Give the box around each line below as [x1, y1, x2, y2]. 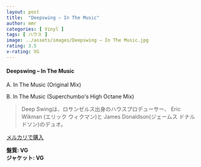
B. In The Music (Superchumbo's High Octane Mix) [6, 93, 134, 100]
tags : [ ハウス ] [6, 32, 48, 38]
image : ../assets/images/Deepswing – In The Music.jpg [6, 37, 149, 43]
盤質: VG [6, 146, 29, 154]
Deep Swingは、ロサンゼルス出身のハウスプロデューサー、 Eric [21, 105, 181, 113]
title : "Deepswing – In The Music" [6, 15, 100, 21]
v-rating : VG [6, 49, 40, 55]
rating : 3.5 [6, 43, 37, 49]
